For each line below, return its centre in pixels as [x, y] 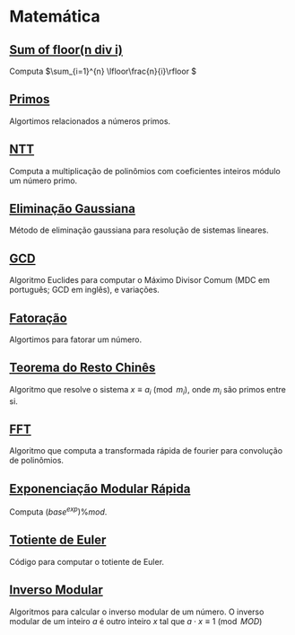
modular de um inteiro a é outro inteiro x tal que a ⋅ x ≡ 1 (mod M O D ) [136, 621]
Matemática [55, 17]
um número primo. [43, 181]
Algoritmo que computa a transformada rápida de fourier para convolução [146, 451]
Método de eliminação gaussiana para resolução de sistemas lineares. [139, 230]
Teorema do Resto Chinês [82, 368]
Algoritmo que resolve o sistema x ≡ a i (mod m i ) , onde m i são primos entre [148, 390]
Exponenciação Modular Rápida [100, 488]
